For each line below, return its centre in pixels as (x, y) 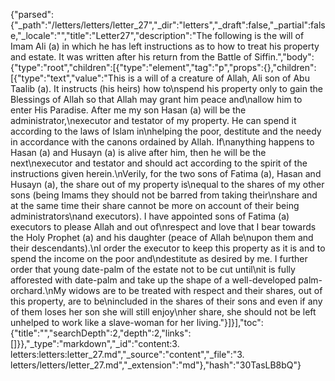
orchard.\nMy (38, 290)
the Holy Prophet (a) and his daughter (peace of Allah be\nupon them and (162, 237)
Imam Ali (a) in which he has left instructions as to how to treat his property (165, 46)
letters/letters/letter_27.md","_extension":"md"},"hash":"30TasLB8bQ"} (156, 365)
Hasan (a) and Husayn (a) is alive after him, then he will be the (138, 152)
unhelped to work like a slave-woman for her (102, 322)
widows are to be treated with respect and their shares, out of (195, 290)
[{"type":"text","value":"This (68, 78)
